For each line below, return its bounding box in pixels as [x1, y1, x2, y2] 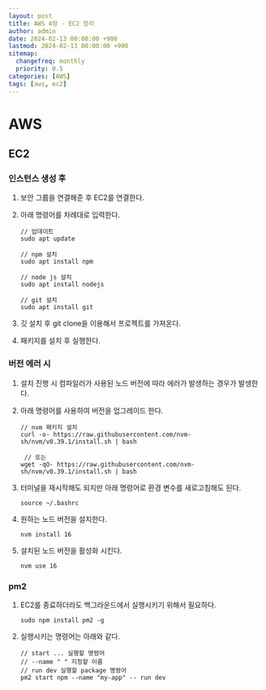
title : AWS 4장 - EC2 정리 [8, 19, 95, 28]
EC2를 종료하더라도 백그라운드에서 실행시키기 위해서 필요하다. [19, 600, 217, 610]
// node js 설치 [19, 274, 72, 282]
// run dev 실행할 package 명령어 [19, 666, 127, 675]
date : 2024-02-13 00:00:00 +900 [8, 34, 118, 43]
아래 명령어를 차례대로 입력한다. [19, 210, 120, 220]
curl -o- [19, 430, 50, 438]
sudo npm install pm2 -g [19, 616, 105, 624]
